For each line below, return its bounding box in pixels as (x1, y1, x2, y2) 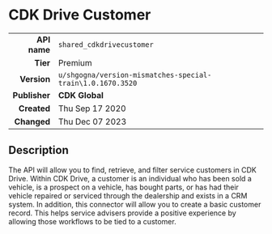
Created (19, 103, 51, 114)
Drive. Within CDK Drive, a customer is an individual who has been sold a (8, 173, 253, 183)
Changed (14, 116, 51, 127)
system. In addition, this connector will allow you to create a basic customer (8, 199, 261, 209)
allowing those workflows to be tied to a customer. (8, 216, 176, 226)
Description (8, 143, 69, 157)
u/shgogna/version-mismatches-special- (57, 70, 212, 79)
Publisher (12, 89, 51, 100)
